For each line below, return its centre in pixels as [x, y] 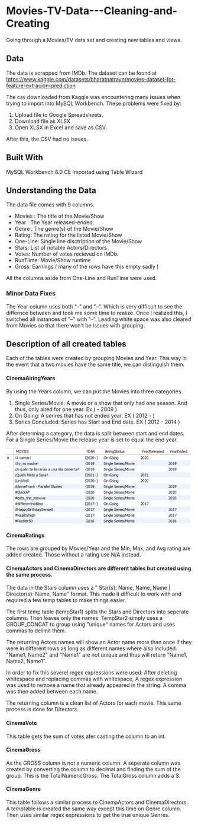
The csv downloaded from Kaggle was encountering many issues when [93, 97]
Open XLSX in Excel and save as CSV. [61, 127]
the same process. [30, 574]
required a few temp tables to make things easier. [66, 600]
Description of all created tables [66, 344]
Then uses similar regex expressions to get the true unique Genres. [88, 815]
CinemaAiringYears [31, 378]
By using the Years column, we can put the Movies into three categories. [95, 391]
